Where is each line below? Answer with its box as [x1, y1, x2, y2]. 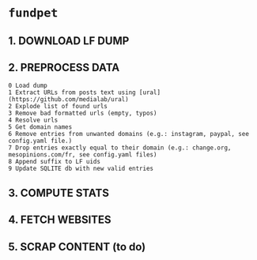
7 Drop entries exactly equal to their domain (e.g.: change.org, [8, 144, 232, 152]
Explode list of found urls [15, 103, 108, 111]
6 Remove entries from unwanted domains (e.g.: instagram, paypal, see [8, 130, 249, 138]
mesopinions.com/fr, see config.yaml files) [8, 151, 157, 159]
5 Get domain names [8, 123, 73, 131]
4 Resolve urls [8, 116, 59, 124]
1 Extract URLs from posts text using [8, 89, 136, 96]
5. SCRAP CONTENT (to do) [8, 239, 146, 254]
